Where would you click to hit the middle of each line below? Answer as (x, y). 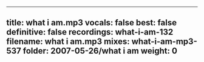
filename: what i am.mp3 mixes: (68, 42)
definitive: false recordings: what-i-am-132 (90, 32)
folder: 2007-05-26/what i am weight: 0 (100, 51)
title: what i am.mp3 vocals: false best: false (92, 23)
